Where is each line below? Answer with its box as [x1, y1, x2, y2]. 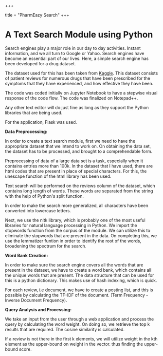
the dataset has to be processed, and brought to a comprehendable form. [5, 148, 153, 154]
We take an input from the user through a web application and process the [5, 316, 154, 322]
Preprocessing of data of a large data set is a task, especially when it [5, 158, 144, 164]
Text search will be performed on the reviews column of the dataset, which [5, 183, 155, 188]
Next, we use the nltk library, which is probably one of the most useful [5, 217, 146, 223]
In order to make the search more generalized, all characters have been [5, 203, 148, 208]
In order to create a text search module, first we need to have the [5, 138, 135, 144]
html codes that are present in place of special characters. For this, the [5, 168, 147, 174]
